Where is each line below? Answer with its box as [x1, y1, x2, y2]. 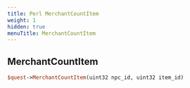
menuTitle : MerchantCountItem [7, 29, 96, 37]
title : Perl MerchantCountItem [7, 10, 99, 17]
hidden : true [7, 23, 46, 30]
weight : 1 [7, 17, 37, 24]
